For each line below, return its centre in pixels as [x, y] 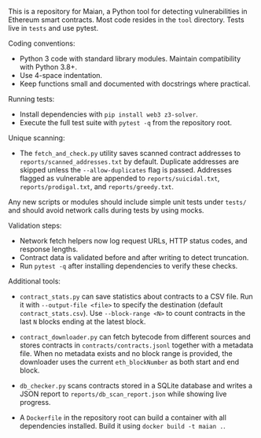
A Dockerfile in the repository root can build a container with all [123, 418]
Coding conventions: [42, 43]
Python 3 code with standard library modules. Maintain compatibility [130, 59]
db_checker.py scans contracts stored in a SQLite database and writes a [136, 386]
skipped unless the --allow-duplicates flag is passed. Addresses [125, 170]
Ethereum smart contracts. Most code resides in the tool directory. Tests [127, 20]
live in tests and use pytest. [53, 28]
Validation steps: [35, 225]
